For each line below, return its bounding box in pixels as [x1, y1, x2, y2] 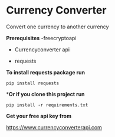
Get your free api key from [6, 112, 72, 119]
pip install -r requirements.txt [6, 102, 88, 108]
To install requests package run [6, 68, 86, 76]
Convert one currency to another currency [6, 23, 109, 30]
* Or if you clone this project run [6, 90, 85, 97]
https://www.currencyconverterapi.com [6, 123, 102, 131]
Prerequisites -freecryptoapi [6, 34, 77, 41]
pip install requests [6, 80, 60, 86]
